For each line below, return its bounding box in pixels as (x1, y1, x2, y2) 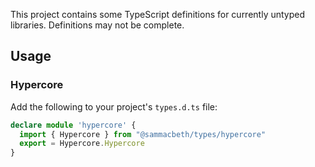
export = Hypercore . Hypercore (19, 139, 145, 149)
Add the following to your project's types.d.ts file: (10, 100, 218, 113)
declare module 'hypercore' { (10, 120, 137, 130)
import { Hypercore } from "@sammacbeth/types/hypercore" (19, 129, 267, 139)
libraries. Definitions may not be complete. (10, 19, 185, 31)
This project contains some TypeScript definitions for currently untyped (10, 9, 306, 20)
